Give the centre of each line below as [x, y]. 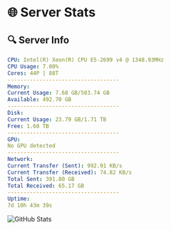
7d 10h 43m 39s [30, 206]
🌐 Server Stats [52, 12]
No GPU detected [31, 146]
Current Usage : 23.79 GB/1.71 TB [57, 119]
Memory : [19, 86]
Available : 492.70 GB [40, 100]
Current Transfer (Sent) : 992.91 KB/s [65, 166]
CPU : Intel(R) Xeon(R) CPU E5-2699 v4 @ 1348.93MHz [85, 60]
